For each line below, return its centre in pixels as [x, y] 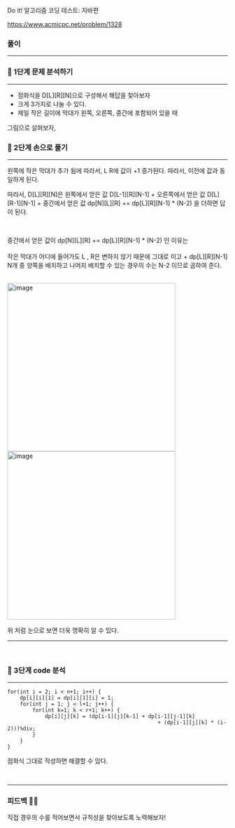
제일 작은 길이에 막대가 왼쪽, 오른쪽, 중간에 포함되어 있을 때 [98, 113]
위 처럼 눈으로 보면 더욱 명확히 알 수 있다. [63, 630]
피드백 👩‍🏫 [23, 801]
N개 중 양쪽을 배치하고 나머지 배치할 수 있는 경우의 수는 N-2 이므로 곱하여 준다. [115, 265]
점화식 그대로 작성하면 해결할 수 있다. [58, 761]
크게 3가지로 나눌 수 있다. [52, 104]
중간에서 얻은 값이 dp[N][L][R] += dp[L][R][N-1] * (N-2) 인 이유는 [98, 240]
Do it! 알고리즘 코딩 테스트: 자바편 [53, 10]
